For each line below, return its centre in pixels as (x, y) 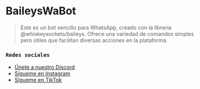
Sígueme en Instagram (42, 73)
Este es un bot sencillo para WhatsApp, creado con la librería (96, 27)
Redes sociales (28, 55)
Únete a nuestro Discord (44, 67)
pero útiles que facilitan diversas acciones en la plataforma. (94, 40)
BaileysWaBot (41, 11)
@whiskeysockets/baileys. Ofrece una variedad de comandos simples (107, 33)
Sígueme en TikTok (38, 80)
